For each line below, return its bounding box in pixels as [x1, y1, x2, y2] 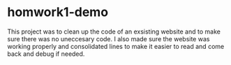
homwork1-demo [7, 4, 109, 20]
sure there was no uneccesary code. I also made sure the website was [7, 34, 210, 43]
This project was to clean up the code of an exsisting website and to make [7, 27, 221, 36]
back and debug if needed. [7, 50, 85, 58]
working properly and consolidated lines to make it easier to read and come [7, 42, 225, 50]
